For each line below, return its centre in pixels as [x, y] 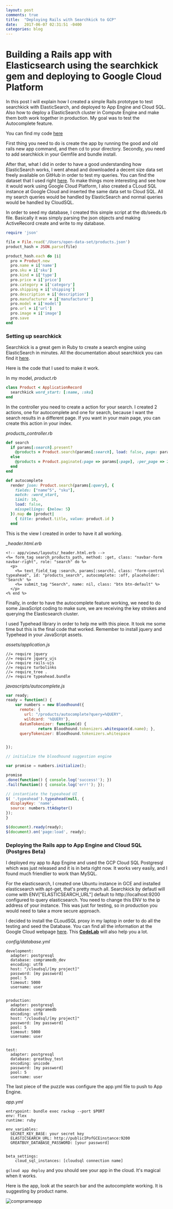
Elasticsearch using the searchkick [82, 66]
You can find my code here [34, 134]
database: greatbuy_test [37, 1059]
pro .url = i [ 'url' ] [31, 309]
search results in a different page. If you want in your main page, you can [83, 418]
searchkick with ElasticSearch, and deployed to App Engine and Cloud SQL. [86, 107]
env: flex [16, 1116]
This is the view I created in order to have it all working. [64, 533]
